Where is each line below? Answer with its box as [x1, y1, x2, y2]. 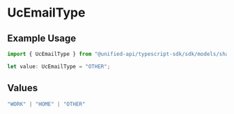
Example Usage [7, 32, 77, 44]
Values [7, 82, 38, 94]
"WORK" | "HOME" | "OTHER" [7, 100, 86, 108]
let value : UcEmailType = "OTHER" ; [7, 63, 111, 70]
